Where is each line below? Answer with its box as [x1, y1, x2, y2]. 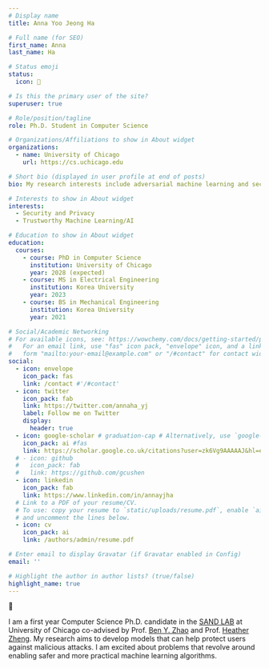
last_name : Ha [8, 49, 56, 57]
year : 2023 [29, 291, 66, 299]
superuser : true [8, 99, 62, 108]
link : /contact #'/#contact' [22, 379, 120, 388]
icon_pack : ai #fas [22, 439, 88, 447]
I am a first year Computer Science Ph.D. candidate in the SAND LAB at [8, 617, 243, 626]
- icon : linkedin [15, 477, 74, 485]
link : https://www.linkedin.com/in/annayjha [22, 491, 174, 499]
